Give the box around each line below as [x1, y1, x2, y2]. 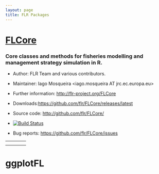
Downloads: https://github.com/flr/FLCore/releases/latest [12, 100, 133, 106]
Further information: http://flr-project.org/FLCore [12, 90, 116, 96]
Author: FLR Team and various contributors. [12, 70, 106, 77]
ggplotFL [5, 158, 45, 169]
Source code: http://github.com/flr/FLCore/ [12, 110, 104, 116]
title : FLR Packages [5, 12, 50, 17]
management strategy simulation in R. [5, 59, 103, 66]
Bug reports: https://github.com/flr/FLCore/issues [12, 130, 118, 136]
